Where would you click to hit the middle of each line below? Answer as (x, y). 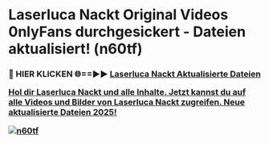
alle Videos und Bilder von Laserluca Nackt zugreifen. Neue (126, 102)
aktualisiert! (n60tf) (75, 49)
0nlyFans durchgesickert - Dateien (127, 32)
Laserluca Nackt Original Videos (118, 15)
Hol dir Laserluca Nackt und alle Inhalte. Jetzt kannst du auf (127, 92)
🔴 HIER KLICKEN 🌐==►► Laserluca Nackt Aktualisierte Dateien (134, 74)
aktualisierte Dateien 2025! (63, 112)
